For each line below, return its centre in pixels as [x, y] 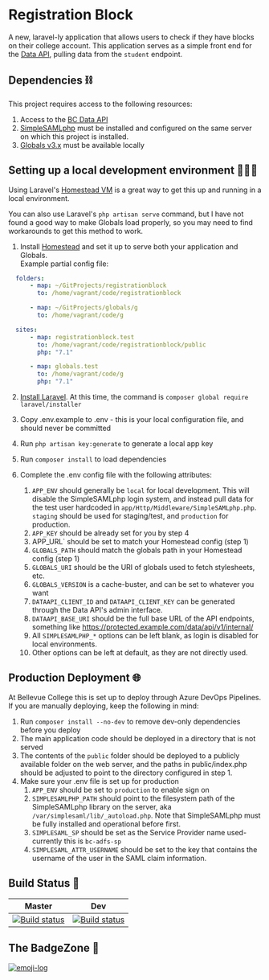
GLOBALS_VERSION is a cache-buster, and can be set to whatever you [143, 584]
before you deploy [50, 730]
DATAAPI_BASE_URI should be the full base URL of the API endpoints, [143, 619]
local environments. [65, 644]
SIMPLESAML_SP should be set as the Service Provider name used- [139, 832]
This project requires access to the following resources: [100, 104]
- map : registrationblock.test [82, 337]
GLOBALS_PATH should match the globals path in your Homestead [137, 550]
